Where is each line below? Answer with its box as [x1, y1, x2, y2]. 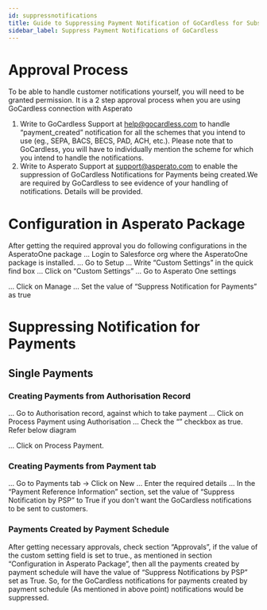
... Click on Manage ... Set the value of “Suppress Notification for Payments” [8, 282, 257, 291]
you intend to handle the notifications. [19, 153, 145, 163]
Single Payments [8, 367, 94, 380]
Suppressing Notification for [8, 318, 200, 336]
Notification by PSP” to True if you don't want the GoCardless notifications [8, 495, 252, 505]
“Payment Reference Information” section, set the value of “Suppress [8, 487, 235, 497]
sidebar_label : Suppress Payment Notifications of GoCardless [8, 26, 219, 34]
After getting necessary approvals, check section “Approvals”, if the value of [8, 542, 258, 551]
